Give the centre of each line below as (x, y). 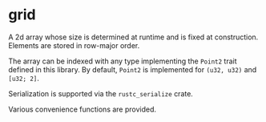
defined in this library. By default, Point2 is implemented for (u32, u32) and (133, 69)
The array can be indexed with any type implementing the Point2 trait (123, 61)
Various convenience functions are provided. (83, 109)
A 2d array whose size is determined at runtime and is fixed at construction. (133, 37)
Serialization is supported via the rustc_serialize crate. (101, 93)
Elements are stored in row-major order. (74, 45)
